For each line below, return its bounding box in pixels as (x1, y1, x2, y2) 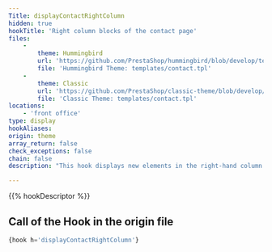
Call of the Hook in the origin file (8, 215, 174, 229)
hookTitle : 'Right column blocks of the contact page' (8, 27, 198, 35)
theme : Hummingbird (37, 49, 104, 57)
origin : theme (8, 132, 57, 140)
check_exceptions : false (8, 147, 92, 155)
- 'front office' (23, 110, 82, 118)
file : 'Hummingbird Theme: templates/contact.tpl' (37, 65, 212, 73)
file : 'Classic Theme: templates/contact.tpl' (37, 94, 198, 103)
